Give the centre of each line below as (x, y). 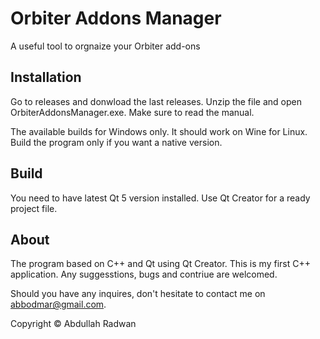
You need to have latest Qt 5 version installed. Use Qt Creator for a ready (160, 198)
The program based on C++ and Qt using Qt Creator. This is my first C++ (160, 264)
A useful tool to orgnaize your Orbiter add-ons (105, 46)
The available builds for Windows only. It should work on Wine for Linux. (159, 131)
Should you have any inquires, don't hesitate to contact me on (138, 294)
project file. (34, 208)
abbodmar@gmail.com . (58, 304)
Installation (46, 77)
